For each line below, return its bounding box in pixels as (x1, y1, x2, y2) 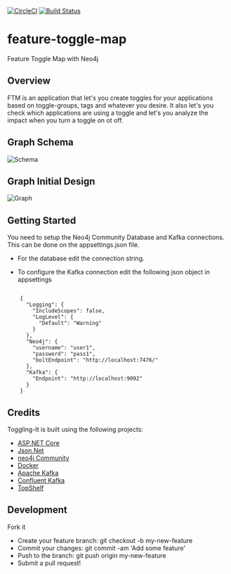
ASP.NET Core (17, 439, 60, 447)
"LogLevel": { (32, 314, 74, 321)
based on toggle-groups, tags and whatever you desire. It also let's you (7, 101, 214, 109)
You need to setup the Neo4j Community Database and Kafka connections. (7, 233, 225, 242)
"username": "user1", (32, 345, 96, 352)
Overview (7, 75, 51, 87)
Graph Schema (7, 136, 74, 148)
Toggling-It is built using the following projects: (7, 426, 144, 433)
